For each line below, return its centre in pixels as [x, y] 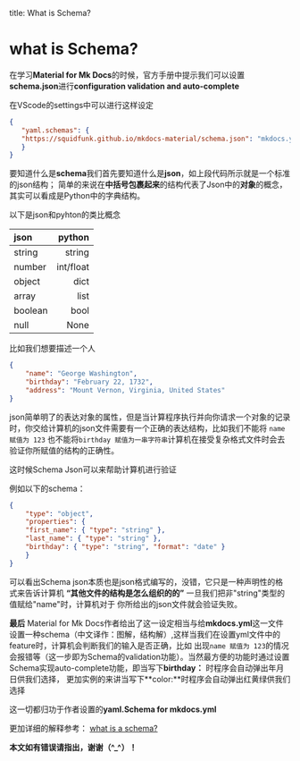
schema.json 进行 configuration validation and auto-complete [124, 86]
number [30, 267]
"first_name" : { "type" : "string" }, [96, 530]
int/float [73, 267]
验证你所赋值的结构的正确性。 [64, 450]
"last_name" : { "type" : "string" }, [94, 539]
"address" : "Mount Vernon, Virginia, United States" [125, 390]
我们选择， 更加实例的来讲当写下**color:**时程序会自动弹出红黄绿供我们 [158, 679]
